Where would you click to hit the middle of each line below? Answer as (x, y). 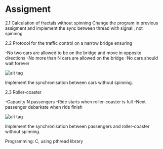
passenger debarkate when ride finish (44, 107)
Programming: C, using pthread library (44, 141)
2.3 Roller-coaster (23, 92)
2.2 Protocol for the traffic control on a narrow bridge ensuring (69, 43)
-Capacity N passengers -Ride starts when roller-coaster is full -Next (75, 102)
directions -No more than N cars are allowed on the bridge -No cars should (81, 58)
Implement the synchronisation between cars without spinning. (69, 82)
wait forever (17, 63)
